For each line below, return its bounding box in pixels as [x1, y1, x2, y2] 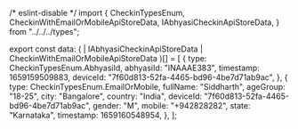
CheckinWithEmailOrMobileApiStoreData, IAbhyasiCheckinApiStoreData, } [9, 17, 280, 28]
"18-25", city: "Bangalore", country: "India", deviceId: [9, 91, 203, 101]
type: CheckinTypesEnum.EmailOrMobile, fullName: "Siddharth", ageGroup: [9, 82, 286, 92]
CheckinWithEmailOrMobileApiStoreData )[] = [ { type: [9, 53, 207, 63]
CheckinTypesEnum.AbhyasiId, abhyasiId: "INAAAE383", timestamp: [9, 62, 260, 73]
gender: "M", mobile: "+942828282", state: [93, 101, 251, 110]
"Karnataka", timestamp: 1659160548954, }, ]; [9, 110, 178, 120]
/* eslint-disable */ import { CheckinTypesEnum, [9, 8, 185, 18]
